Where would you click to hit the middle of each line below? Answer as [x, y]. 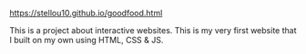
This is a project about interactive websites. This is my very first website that [153, 30]
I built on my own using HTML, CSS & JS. [87, 40]
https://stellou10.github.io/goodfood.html [86, 13]
